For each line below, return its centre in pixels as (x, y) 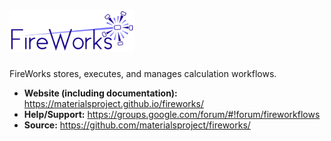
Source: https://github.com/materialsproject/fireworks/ (137, 125)
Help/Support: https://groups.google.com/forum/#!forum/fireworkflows (172, 115)
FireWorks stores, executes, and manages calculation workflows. (143, 74)
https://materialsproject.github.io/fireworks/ (113, 104)
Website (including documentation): (100, 93)
